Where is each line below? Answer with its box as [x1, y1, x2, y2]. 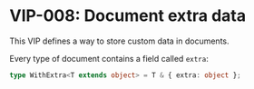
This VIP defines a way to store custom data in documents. [9, 35, 230, 46]
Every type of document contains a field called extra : [9, 53, 209, 64]
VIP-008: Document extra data [9, 5, 247, 26]
